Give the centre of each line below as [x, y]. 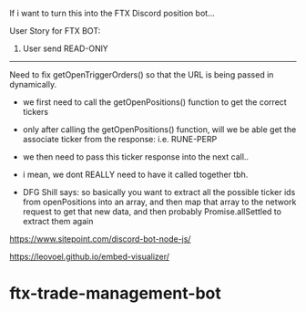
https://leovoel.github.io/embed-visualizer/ [90, 256]
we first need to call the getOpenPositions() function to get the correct [154, 102]
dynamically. [33, 84]
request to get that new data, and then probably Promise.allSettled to [152, 212]
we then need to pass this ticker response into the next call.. [135, 157]
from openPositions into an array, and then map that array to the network [159, 202]
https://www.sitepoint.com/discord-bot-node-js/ [100, 239]
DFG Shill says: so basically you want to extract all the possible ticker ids [159, 192]
